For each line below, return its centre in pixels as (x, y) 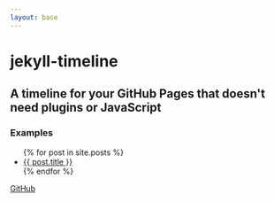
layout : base (34, 17)
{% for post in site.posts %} (73, 152)
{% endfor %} (48, 171)
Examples (32, 133)
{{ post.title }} (48, 161)
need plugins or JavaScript (86, 108)
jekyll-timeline (64, 61)
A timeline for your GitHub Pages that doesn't (138, 94)
